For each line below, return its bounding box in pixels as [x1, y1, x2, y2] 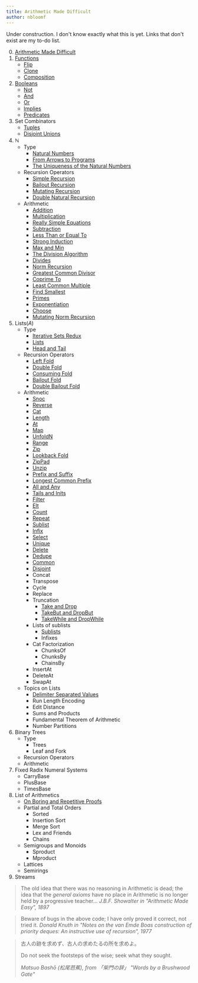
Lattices [23, 860, 43, 868]
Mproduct [32, 854, 57, 862]
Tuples [23, 124, 40, 131]
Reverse [32, 401, 53, 409]
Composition [23, 73, 55, 81]
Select [32, 534, 48, 541]
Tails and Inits [32, 489, 66, 496]
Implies [23, 105, 41, 112]
